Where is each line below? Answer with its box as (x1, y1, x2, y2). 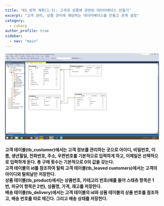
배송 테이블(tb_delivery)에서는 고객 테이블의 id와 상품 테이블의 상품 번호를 (5, 189, 146, 195)
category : (5, 18, 25, 23)
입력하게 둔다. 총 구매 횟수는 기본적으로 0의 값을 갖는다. (10, 159, 115, 165)
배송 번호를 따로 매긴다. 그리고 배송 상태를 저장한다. (11, 195, 108, 201)
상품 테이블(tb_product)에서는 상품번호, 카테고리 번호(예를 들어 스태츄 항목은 (5, 177, 151, 183)
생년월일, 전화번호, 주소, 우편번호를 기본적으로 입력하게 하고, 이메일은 (11, 153, 142, 159)
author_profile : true (5, 28, 49, 34)
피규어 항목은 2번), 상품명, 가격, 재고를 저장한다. (11, 183, 102, 189)
